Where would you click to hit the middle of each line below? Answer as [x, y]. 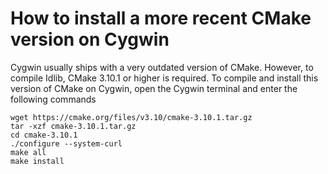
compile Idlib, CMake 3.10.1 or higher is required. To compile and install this [164, 78]
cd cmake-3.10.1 [44, 135]
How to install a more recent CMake [161, 18]
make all [28, 152]
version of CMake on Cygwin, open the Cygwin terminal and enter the [154, 88]
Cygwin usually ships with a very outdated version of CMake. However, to [162, 67]
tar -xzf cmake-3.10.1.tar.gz [73, 126]
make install [37, 161]
